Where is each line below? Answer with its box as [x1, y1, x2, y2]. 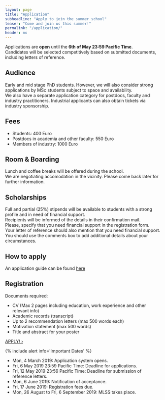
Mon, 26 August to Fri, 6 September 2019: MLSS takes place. [12, 389, 136, 395]
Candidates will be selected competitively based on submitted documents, [5, 49, 157, 55]
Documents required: [5, 293, 48, 299]
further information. [5, 179, 45, 185]
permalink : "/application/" [5, 26, 63, 31]
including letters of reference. [5, 54, 66, 60]
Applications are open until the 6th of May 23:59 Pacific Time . [5, 44, 133, 50]
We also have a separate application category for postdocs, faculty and [5, 92, 150, 98]
